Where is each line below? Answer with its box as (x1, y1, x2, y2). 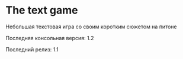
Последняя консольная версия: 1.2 (5, 34, 94, 41)
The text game (5, 4, 78, 17)
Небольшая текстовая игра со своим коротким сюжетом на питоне (5, 23, 177, 30)
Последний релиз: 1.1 (5, 45, 59, 53)
